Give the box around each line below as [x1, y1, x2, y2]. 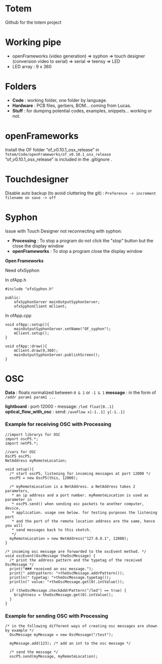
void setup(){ [5, 467, 34, 472]
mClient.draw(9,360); [14, 348, 58, 353]
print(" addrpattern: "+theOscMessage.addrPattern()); [9, 570, 125, 575]
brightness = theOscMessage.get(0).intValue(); [14, 592, 113, 597]
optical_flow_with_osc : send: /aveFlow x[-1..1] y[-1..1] [5, 409, 126, 415]
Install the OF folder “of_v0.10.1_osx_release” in [5, 146, 99, 152]
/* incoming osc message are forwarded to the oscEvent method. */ [5, 549, 147, 554]
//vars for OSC [5, 449, 36, 454]
